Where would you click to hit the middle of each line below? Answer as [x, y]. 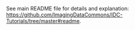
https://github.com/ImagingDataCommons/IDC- [65, 15]
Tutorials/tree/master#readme [43, 21]
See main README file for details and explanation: [67, 9]
